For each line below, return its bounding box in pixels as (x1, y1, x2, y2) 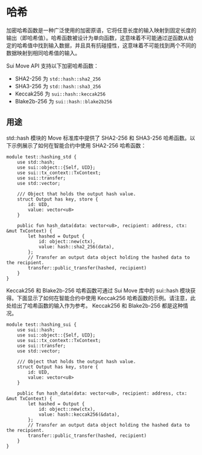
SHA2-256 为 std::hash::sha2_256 (14, 75, 101, 82)
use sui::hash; (17, 327, 55, 333)
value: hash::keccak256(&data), (38, 411, 120, 418)
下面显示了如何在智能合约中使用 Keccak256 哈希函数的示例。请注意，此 (16, 294, 196, 302)
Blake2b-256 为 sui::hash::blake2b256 (14, 97, 113, 105)
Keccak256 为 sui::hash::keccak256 (14, 90, 106, 97)
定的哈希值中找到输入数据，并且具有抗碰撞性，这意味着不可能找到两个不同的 (6, 42, 197, 49)
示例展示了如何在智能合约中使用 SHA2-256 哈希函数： (11, 141, 147, 149)
